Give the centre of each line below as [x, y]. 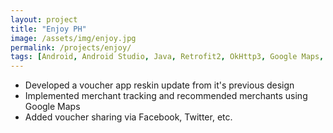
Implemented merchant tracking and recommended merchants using [166, 96]
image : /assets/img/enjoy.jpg [73, 38]
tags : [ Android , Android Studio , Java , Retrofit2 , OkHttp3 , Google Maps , [167, 57]
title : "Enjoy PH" [48, 29]
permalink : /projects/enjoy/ [71, 47]
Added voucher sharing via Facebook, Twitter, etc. [128, 117]
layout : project [44, 19]
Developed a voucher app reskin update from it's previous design [159, 85]
